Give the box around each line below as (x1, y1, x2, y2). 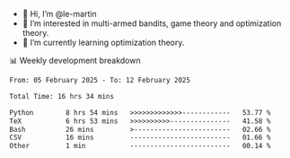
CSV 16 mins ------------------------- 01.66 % (9, 133, 271, 143)
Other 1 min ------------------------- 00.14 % (9, 142, 271, 151)
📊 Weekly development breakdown (9, 55, 141, 66)
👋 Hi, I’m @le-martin (22, 9, 97, 19)
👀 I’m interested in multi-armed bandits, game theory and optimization (22, 18, 282, 29)
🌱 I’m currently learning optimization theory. (22, 37, 185, 48)
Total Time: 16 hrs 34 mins (9, 92, 115, 101)
